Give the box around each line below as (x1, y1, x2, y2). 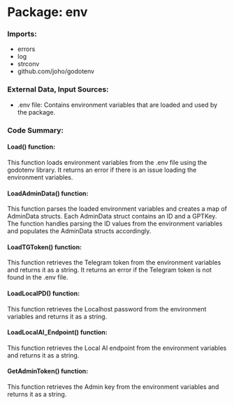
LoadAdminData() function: (7, 189, 89, 198)
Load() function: (7, 142, 56, 151)
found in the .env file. (7, 273, 68, 281)
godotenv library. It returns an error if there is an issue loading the (7, 165, 197, 174)
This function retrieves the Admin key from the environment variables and (7, 382, 219, 391)
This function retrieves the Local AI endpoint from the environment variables (7, 344, 227, 352)
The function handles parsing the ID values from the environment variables (7, 219, 223, 228)
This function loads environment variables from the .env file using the (7, 158, 207, 166)
